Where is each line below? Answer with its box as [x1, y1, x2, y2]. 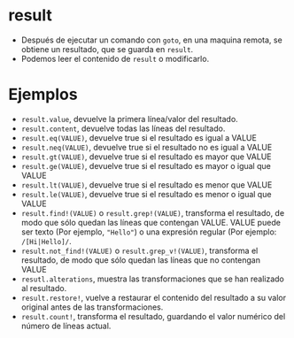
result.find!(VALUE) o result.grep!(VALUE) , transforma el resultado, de [20, 207, 285, 218]
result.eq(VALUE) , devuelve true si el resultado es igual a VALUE [20, 132, 258, 142]
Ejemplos [8, 85, 78, 104]
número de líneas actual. [20, 320, 112, 331]
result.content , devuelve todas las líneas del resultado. [20, 123, 226, 134]
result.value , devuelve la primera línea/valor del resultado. [20, 113, 238, 124]
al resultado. [20, 282, 67, 293]
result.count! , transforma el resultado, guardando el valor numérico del [20, 311, 286, 321]
